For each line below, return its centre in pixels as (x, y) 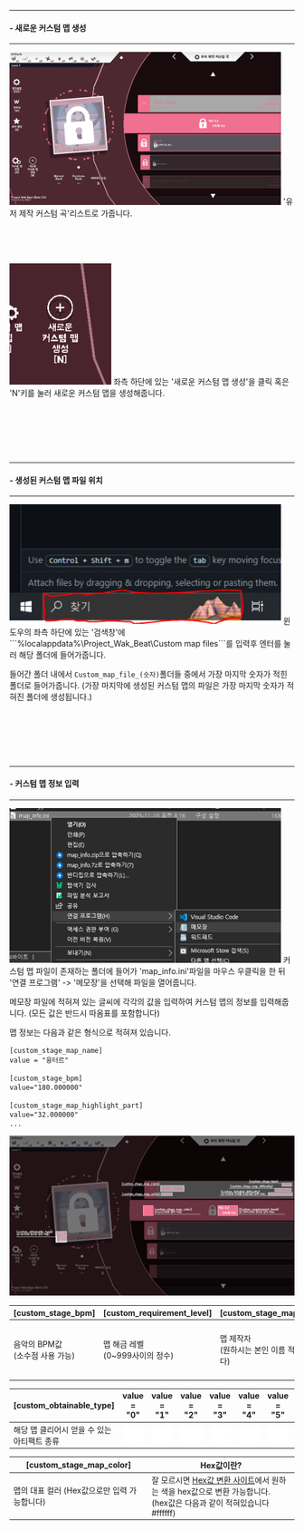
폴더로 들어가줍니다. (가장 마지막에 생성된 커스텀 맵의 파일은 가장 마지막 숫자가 (147, 685)
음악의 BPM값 (38, 1344)
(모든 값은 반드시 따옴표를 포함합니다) (94, 1013)
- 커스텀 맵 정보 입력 (44, 784)
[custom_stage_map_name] (56, 1050)
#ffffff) (164, 1513)
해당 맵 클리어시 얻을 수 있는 (62, 1429)
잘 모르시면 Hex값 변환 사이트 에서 (210, 1480)
